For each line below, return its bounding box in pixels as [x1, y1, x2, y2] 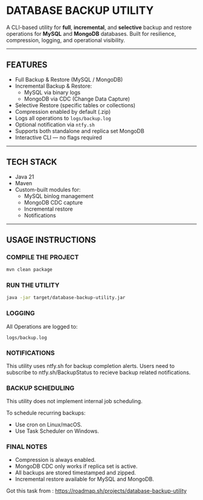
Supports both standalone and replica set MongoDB [14, 127, 145, 134]
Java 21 [14, 173, 34, 180]
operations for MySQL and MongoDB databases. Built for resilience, [6, 30, 176, 37]
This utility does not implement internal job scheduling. [6, 398, 143, 405]
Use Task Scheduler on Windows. [14, 427, 100, 435]
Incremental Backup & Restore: [14, 82, 92, 90]
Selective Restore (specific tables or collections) [14, 101, 136, 109]
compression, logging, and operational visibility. [6, 36, 126, 44]
